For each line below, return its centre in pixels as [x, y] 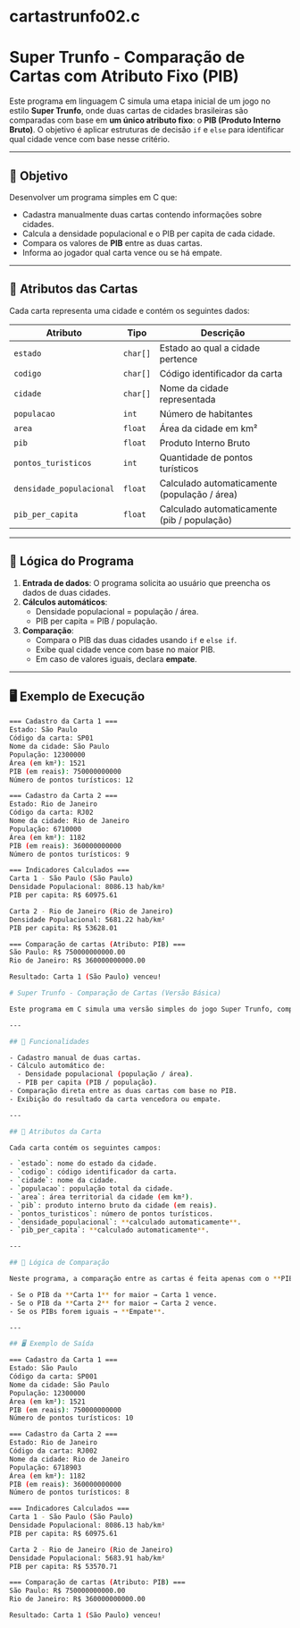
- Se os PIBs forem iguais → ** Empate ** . [87, 1311]
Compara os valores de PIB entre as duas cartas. [112, 242]
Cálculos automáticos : [65, 602]
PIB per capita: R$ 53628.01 [63, 928]
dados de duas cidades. [67, 592]
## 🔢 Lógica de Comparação [59, 1263]
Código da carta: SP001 [54, 1377]
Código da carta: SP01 [51, 738]
